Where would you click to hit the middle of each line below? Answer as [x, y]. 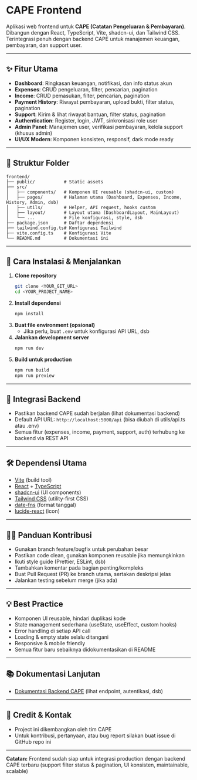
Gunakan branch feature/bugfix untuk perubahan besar [81, 549]
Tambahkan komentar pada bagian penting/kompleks [79, 568]
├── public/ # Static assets [55, 182]
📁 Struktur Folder [38, 163]
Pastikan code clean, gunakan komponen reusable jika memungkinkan [99, 556]
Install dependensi [38, 303]
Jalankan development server [52, 337]
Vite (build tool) [33, 480]
